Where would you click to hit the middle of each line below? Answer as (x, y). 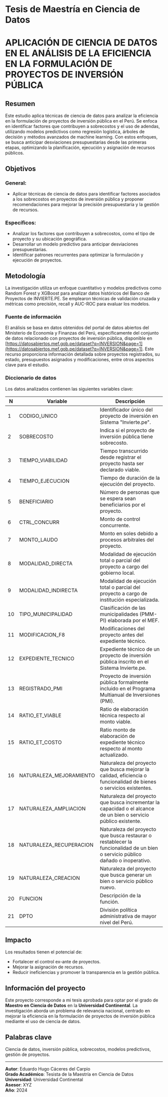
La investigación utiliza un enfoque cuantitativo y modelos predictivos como (83, 288)
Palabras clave (28, 1037)
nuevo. (108, 887)
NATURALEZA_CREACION (49, 878)
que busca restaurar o (126, 835)
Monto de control (120, 519)
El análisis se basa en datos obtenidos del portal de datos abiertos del (77, 328)
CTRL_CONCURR (39, 522)
